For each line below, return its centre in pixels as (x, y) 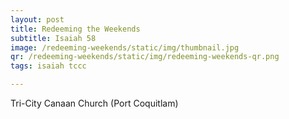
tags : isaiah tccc (48, 66)
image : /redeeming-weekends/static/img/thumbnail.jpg (125, 47)
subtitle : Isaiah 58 (53, 38)
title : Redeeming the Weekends (75, 29)
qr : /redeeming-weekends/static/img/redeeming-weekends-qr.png (145, 57)
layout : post (37, 19)
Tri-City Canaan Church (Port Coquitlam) (94, 103)
